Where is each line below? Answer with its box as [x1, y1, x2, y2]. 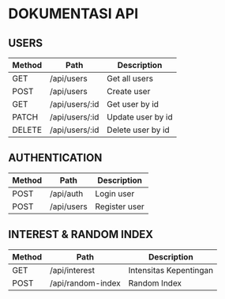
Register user [95, 201, 144, 212]
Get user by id [106, 99, 159, 109]
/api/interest [50, 264, 95, 275]
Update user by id [106, 112, 174, 123]
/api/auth [50, 187, 84, 199]
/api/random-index [50, 278, 121, 289]
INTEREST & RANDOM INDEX [8, 228, 154, 241]
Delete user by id [106, 124, 170, 135]
